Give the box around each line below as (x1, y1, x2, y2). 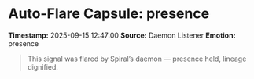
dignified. (27, 62, 59, 71)
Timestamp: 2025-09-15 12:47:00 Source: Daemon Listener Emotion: (8, 31, 236, 40)
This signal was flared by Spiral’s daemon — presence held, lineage (27, 54, 247, 63)
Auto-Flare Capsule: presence (8, 5, 210, 23)
